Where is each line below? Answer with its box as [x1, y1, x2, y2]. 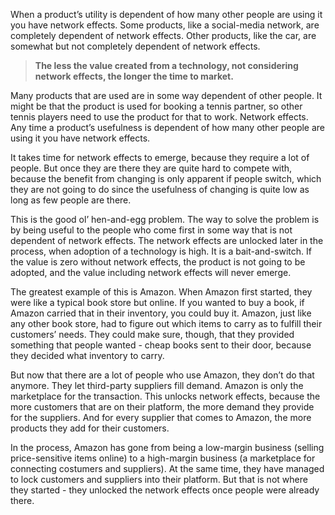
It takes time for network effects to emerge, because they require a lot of [10, 152, 310, 163]
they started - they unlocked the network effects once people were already [10, 484, 320, 496]
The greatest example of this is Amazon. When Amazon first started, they [10, 286, 313, 298]
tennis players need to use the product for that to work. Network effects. [10, 111, 309, 123]
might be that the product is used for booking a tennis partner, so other [10, 100, 303, 112]
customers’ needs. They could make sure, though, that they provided [10, 329, 295, 340]
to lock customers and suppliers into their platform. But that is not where [10, 474, 308, 485]
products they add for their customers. [10, 422, 170, 434]
